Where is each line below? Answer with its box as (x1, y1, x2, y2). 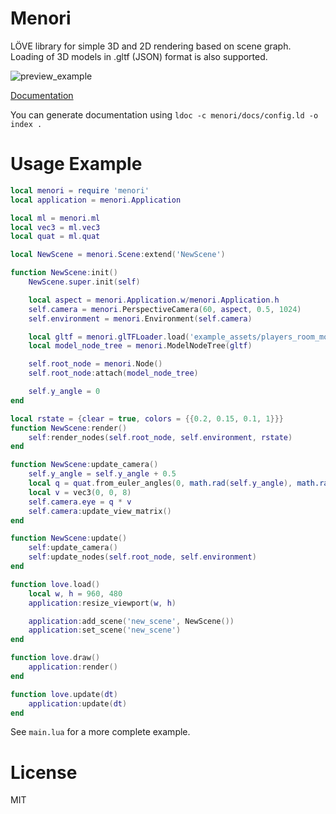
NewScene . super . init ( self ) (28, 277, 141, 287)
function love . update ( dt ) (10, 689, 118, 699)
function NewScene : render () (10, 423, 128, 433)
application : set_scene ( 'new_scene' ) (28, 625, 182, 636)
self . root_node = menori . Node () (28, 359, 163, 369)
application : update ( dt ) (28, 698, 128, 709)
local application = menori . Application (10, 195, 182, 205)
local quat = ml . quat (10, 232, 101, 242)
